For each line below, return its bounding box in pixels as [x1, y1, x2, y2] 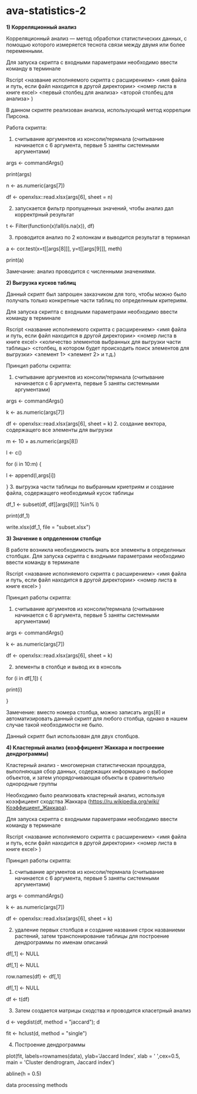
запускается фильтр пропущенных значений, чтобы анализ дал [14, 204, 174, 212]
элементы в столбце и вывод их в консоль [14, 663, 122, 670]
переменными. [6, 47, 44, 54]
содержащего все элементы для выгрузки [6, 426, 113, 433]
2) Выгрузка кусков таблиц [6, 279, 76, 286]
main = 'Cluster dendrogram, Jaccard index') [6, 1058, 115, 1066]
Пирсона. [6, 113, 30, 120]
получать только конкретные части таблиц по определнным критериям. [6, 296, 188, 303]
